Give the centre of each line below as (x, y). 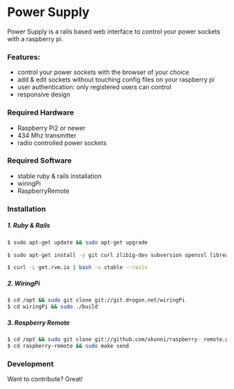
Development (31, 364)
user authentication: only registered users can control (94, 87)
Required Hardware (41, 112)
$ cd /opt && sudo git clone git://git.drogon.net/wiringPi (96, 300)
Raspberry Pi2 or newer (51, 128)
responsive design (44, 94)
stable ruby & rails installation (60, 176)
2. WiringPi (24, 283)
